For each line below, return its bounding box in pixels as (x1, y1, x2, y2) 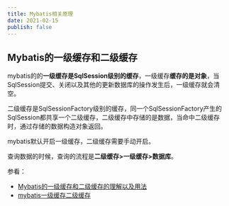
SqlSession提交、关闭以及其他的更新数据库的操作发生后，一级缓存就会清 (7, 81, 220, 89)
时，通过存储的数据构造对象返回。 (7, 122, 107, 131)
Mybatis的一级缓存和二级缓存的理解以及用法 (17, 182, 147, 191)
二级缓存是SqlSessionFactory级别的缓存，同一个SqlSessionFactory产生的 (7, 104, 222, 113)
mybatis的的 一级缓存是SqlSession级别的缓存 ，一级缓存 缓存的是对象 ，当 (7, 71, 220, 80)
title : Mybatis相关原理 (7, 10, 73, 18)
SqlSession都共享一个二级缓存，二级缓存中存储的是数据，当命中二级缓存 (7, 113, 220, 122)
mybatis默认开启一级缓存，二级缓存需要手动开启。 (7, 137, 155, 146)
